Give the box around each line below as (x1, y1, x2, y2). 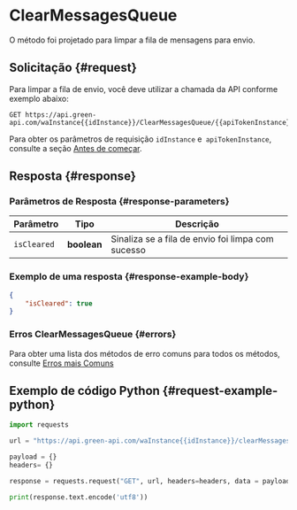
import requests (9, 421, 69, 429)
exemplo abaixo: (9, 93, 69, 104)
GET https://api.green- (9, 110, 97, 120)
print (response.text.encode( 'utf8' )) (9, 492, 148, 501)
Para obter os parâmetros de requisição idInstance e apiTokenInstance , (9, 134, 272, 144)
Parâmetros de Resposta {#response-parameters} (9, 196, 230, 208)
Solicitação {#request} (9, 60, 137, 75)
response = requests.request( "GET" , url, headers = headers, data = (9, 476, 259, 485)
